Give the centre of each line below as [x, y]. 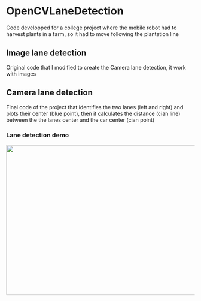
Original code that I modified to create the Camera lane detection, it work [96, 67]
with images [21, 74]
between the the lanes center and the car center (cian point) [80, 120]
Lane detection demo [38, 135]
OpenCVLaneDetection [65, 11]
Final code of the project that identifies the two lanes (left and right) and [95, 107]
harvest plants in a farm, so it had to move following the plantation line [93, 34]
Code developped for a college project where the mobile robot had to [92, 28]
